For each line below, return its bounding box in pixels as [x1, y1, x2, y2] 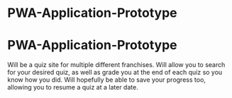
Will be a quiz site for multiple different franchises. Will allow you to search [7, 61, 226, 69]
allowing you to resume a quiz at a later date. [7, 83, 138, 92]
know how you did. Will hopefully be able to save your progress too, [7, 75, 206, 84]
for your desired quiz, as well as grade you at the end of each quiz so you [7, 68, 223, 77]
